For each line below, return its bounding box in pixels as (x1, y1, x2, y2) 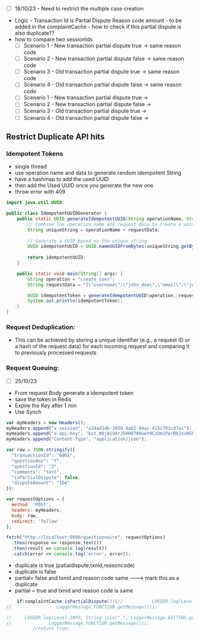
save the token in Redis (14, 396, 72, 403)
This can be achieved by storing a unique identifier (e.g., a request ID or (14, 336, 191, 343)
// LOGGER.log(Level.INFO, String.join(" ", (6, 614, 129, 620)
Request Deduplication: (6, 323, 76, 331)
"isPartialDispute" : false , (11, 474, 81, 480)
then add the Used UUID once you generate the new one (14, 182, 154, 189)
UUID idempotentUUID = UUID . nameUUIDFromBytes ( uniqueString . (27, 243, 182, 250)
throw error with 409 (14, 188, 66, 195)
